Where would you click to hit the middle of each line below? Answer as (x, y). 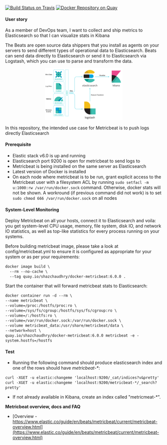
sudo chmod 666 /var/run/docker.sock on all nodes (65, 198)
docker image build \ (28, 267)
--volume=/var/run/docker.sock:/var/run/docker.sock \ (63, 321)
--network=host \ (23, 331)
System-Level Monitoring (32, 209)
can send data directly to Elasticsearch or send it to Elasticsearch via (76, 56)
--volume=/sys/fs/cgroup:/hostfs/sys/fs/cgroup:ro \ (61, 311)
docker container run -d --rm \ (39, 296)
